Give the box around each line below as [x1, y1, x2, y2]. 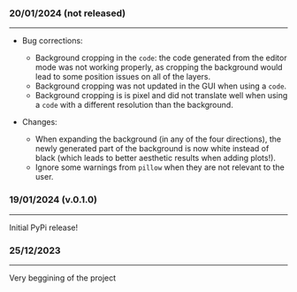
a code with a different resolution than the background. [34, 100, 234, 111]
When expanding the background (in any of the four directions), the [34, 134, 281, 144]
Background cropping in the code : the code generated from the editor [34, 52, 287, 64]
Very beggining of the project [9, 273, 117, 283]
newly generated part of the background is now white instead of [34, 143, 270, 154]
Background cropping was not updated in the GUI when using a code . [34, 81, 287, 91]
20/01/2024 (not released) [9, 7, 126, 19]
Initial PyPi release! [9, 222, 79, 233]
